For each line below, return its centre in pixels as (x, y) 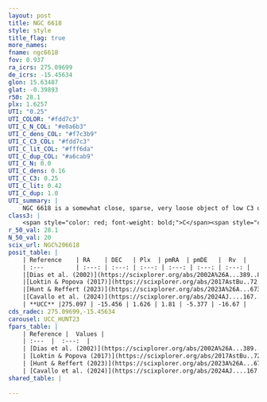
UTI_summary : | (33, 201)
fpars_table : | (33, 326)
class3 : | (25, 216)
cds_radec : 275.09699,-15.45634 (62, 311)
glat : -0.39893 (33, 90)
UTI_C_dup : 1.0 (33, 193)
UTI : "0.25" (28, 112)
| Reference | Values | (64, 334)
